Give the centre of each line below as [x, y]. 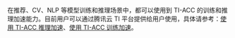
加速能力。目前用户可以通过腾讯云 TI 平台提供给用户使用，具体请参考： [117, 19]
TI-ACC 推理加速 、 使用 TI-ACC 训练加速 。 [76, 27]
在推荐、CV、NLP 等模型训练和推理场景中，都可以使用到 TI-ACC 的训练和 [115, 10]
